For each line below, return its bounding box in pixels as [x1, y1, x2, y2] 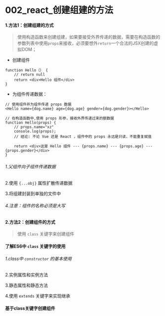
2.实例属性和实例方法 [5, 272, 48, 278]
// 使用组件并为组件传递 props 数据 [5, 102, 72, 107]
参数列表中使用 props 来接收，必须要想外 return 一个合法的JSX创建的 [17, 40, 154, 46]
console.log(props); [14, 129, 56, 134]
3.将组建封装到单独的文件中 [5, 190, 61, 196]
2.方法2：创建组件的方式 [5, 219, 56, 225]
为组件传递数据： [12, 91, 47, 97]
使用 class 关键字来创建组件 [17, 231, 75, 237]
